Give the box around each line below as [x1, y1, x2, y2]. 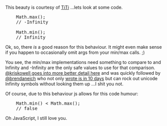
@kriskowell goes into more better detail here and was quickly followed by [5, 70, 161, 76]
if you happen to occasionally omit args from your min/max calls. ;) [5, 49, 145, 55]
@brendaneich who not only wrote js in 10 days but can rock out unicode [5, 76, 158, 81]
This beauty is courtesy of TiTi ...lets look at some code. [5, 5, 123, 10]
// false [16, 106, 38, 111]
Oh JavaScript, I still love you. [5, 115, 68, 121]
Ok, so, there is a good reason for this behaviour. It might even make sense [5, 44, 162, 50]
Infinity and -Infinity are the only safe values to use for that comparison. [5, 65, 156, 71]
